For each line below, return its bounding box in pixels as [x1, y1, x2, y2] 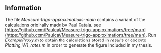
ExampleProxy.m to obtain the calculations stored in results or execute [5, 37, 147, 43]
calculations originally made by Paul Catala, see [5, 22, 101, 27]
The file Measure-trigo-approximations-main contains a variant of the [5, 16, 146, 22]
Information [5, 4, 42, 12]
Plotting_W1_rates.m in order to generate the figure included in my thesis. [5, 42, 153, 48]
